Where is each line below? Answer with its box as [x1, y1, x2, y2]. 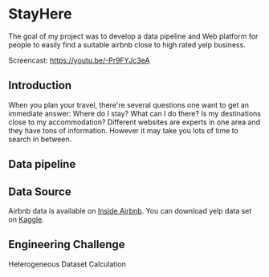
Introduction [8, 79, 72, 92]
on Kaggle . [8, 214, 44, 224]
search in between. [8, 134, 72, 144]
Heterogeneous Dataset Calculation [8, 259, 126, 269]
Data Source [8, 185, 71, 198]
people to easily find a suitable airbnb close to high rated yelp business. [8, 39, 247, 49]
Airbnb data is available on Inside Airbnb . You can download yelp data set [8, 206, 252, 215]
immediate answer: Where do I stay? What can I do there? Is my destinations [8, 108, 261, 118]
